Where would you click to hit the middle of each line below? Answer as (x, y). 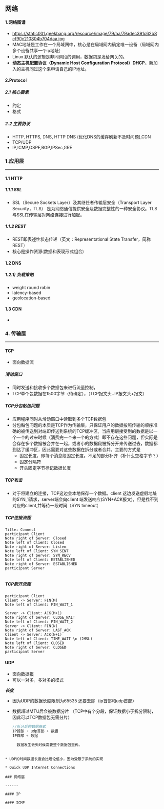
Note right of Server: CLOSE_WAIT (40, 618)
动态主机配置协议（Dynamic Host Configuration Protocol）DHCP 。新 (83, 63)
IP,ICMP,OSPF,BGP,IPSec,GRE (42, 148)
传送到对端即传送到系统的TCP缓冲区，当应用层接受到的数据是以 (89, 431)
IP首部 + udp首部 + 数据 (35, 731)
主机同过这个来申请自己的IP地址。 (55, 69)
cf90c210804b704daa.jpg (38, 39)
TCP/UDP (22, 142)
